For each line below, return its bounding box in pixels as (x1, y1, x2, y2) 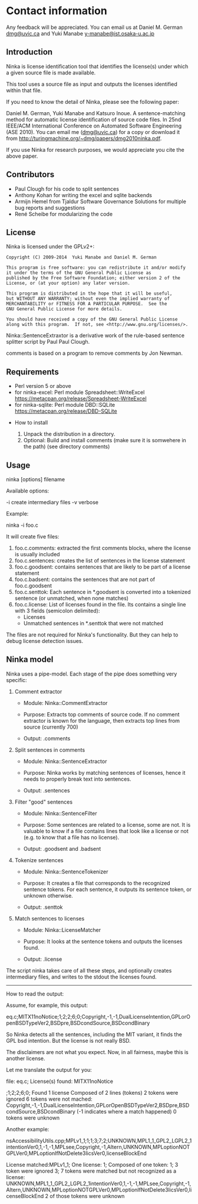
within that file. (6, 87, 42, 94)
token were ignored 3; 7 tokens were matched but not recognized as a (6, 1167, 177, 1174)
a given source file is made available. (6, 69, 96, 76)
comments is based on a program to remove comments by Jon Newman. (6, 350, 183, 357)
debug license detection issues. (6, 638, 84, 644)
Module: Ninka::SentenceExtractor (23, 758, 107, 765)
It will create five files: (6, 533, 60, 540)
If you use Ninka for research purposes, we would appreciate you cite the (6, 146, 184, 153)
